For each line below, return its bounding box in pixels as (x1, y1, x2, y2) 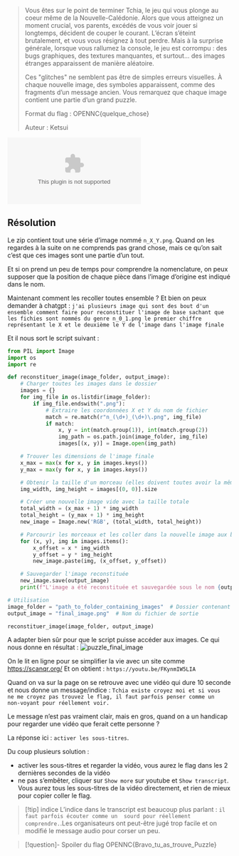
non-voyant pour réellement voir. (7, 700, 110, 707)
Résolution (7, 217, 56, 229)
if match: (45, 420, 75, 427)
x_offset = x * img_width (33, 545, 110, 552)
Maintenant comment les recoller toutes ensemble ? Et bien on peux (7, 294, 207, 302)
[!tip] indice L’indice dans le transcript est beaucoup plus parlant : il (24, 805, 225, 814)
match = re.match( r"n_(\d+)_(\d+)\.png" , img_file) (45, 413, 202, 421)
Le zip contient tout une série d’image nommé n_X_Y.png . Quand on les (7, 235, 215, 244)
